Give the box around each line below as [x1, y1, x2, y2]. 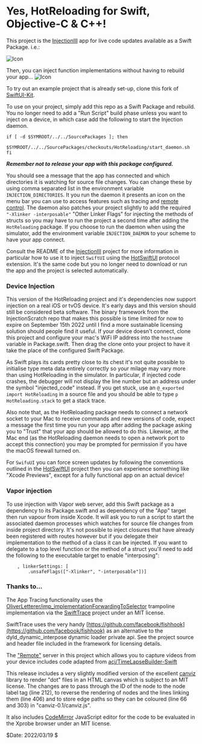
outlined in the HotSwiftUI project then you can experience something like [6, 465, 189, 473]
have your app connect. [6, 236, 65, 243]
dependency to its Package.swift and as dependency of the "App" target [6, 506, 186, 514]
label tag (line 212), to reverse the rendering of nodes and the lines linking [6, 689, 189, 696]
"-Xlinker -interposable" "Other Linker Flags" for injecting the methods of [6, 210, 194, 218]
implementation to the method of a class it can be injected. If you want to [6, 538, 188, 546]
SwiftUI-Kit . [6, 91, 35, 98]
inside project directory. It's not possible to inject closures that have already [6, 526, 195, 533]
